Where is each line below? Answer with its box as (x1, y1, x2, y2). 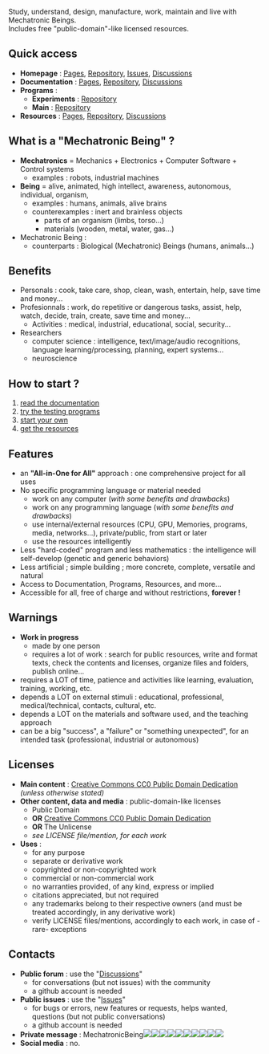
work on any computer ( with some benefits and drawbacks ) (31, 494, 231, 504)
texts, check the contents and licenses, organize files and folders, (31, 657, 249, 667)
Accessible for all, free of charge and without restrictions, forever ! (19, 588, 241, 597)
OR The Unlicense (31, 822, 92, 832)
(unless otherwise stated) (19, 787, 105, 797)
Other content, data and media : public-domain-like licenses (19, 796, 222, 806)
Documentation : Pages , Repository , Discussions (19, 76, 183, 87)
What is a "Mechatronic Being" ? (8, 134, 175, 148)
